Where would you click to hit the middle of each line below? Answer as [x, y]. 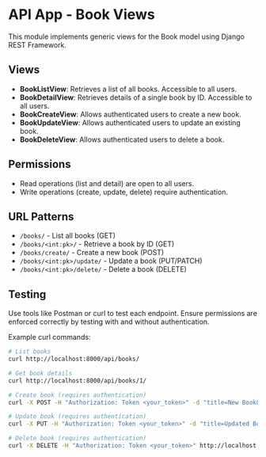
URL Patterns [41, 217]
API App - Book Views [82, 15]
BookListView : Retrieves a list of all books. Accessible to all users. [128, 89]
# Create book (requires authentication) [78, 395]
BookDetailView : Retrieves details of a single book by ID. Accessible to [136, 97]
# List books [30, 352]
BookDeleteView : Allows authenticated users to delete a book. [122, 139]
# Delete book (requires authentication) [78, 438]
